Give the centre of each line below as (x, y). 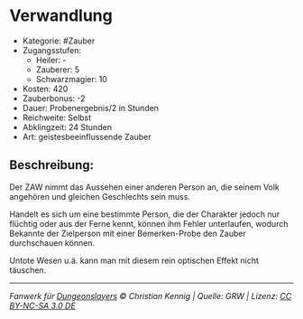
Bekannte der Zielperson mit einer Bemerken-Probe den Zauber (128, 233)
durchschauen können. (52, 243)
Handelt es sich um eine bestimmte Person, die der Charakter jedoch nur (145, 214)
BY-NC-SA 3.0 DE (43, 305)
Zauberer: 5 (58, 70)
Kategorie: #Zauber (59, 41)
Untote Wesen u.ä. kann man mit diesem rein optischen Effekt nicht (134, 260)
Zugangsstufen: (52, 50)
